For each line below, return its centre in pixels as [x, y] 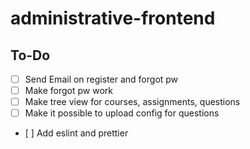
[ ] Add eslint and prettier [76, 133]
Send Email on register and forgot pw [101, 79]
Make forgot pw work [68, 91]
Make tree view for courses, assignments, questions [132, 102]
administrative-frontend [113, 18]
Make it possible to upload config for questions [122, 113]
